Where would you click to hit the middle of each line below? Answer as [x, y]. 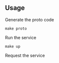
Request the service [25, 55]
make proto [16, 29]
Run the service [21, 37]
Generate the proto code [29, 19]
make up [13, 46]
